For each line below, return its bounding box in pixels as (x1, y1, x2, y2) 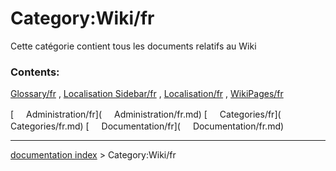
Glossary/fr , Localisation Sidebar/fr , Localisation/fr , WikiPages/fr (10, 88, 284, 100)
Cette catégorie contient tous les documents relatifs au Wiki (10, 40, 257, 52)
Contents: (10, 65, 60, 79)
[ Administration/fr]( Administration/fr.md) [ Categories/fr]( (10, 108, 282, 121)
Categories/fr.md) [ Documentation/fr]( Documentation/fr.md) (10, 120, 285, 132)
